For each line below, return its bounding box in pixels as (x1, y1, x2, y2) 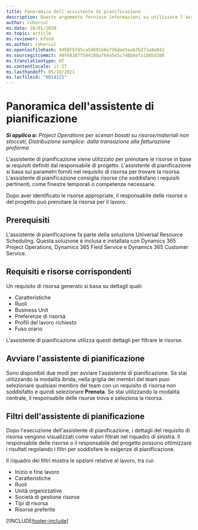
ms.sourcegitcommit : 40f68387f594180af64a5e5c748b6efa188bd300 (6, 52, 165, 58)
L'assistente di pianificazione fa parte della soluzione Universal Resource (6, 231, 183, 238)
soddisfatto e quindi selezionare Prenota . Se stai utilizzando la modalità (6, 388, 180, 395)
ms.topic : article (6, 31, 51, 37)
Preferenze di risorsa (14, 313, 66, 320)
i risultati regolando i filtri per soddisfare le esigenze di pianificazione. (6, 446, 175, 453)
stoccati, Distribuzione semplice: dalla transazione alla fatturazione (6, 138, 171, 145)
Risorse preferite (14, 506, 55, 513)
